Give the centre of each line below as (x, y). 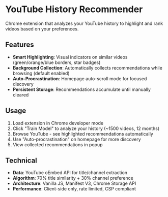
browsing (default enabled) (41, 73)
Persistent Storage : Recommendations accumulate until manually (82, 89)
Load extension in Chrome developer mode (58, 123)
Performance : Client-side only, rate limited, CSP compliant (74, 189)
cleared (21, 94)
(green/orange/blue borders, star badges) (57, 62)
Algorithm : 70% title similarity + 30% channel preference (73, 178)
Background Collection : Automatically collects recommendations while (88, 68)
